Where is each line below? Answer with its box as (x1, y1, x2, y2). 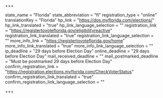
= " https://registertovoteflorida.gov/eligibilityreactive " (5, 28, 112, 33)
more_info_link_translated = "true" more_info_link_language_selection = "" (5, 43, 153, 49)
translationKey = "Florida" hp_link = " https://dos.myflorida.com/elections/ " (5, 17, 155, 23)
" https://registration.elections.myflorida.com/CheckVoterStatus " (5, 69, 134, 74)
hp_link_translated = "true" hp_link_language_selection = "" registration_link (5, 22, 157, 28)
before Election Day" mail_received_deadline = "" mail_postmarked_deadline (5, 53, 158, 59)
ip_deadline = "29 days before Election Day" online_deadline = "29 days (5, 48, 149, 54)
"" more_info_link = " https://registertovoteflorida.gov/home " (5, 38, 125, 44)
